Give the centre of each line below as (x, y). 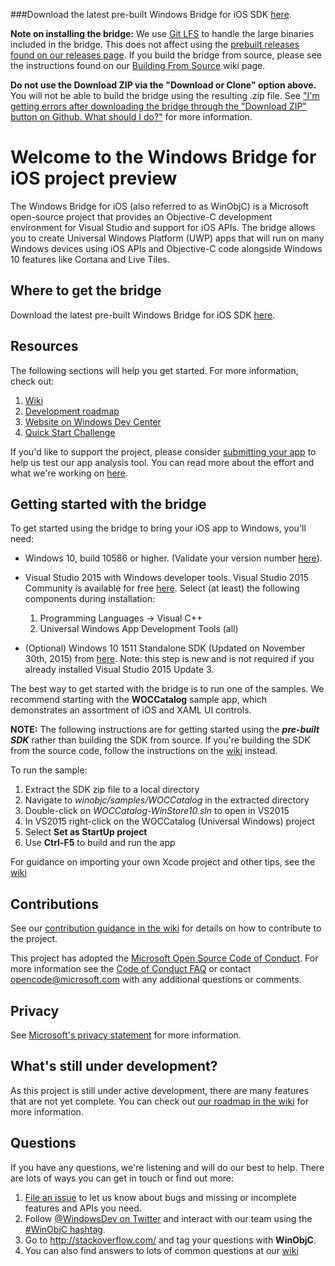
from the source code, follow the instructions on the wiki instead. (144, 751)
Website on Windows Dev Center (93, 421)
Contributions (54, 904)
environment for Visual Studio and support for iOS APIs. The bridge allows (163, 227)
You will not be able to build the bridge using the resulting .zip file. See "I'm (165, 95)
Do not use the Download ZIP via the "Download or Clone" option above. (163, 85)
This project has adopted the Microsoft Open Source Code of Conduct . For (164, 958)
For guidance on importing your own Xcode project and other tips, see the (163, 862)
